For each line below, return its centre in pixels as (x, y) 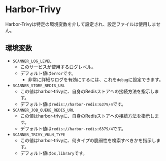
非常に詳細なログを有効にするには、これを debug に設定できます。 (95, 79)
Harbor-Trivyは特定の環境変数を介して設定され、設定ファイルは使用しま (81, 24)
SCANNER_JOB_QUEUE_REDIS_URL (43, 110)
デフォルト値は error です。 (48, 73)
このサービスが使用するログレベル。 (58, 67)
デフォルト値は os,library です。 (54, 153)
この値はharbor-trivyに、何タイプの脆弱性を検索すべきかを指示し (88, 140)
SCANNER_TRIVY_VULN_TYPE (39, 135)
